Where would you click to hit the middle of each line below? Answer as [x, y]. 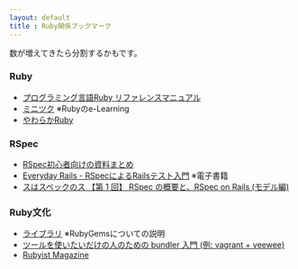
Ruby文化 [30, 212]
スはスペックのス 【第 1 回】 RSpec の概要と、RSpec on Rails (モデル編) [156, 187]
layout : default [40, 18]
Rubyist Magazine [56, 255]
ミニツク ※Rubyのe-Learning [76, 108]
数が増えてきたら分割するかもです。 [76, 53]
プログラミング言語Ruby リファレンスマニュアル [112, 97]
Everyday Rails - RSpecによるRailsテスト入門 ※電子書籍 [125, 175]
